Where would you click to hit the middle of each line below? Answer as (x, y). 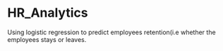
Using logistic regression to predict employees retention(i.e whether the (112, 32)
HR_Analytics (48, 13)
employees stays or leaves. (47, 39)
